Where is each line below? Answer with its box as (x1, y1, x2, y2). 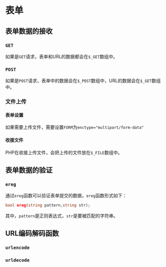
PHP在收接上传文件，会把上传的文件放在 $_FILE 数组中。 (5, 149, 123, 156)
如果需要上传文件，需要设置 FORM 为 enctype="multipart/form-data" (5, 124, 144, 130)
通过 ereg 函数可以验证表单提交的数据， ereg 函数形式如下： (5, 193, 127, 199)
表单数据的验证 (5, 165, 53, 175)
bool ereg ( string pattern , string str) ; (5, 203, 91, 208)
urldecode (5, 257, 30, 263)
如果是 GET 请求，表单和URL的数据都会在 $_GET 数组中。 (5, 53, 118, 60)
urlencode (5, 245, 30, 251)
